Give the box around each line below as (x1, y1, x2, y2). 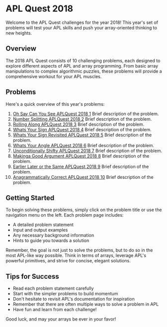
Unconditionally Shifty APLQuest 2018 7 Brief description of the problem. (12, 148, 163, 154)
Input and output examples (12, 227, 68, 233)
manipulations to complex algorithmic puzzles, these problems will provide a (5, 68, 162, 74)
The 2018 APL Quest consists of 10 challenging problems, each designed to (5, 58, 161, 64)
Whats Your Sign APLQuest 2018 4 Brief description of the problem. (12, 126, 152, 132)
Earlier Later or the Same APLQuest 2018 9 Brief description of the (12, 163, 149, 169)
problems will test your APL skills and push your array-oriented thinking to (5, 24, 157, 30)
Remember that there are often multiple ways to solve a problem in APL (12, 301, 159, 307)
